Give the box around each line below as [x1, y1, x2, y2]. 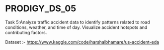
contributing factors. [5, 29, 47, 35]
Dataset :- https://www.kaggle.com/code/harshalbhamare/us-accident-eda [5, 39, 160, 45]
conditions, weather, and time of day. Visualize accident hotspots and [5, 24, 148, 30]
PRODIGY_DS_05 [5, 3, 77, 14]
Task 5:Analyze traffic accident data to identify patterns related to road [5, 19, 150, 25]
